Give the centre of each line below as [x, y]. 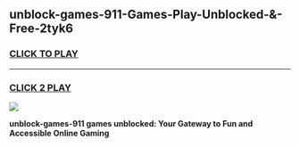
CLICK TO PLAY [44, 54]
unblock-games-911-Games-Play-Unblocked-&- [146, 15]
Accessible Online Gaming [59, 133]
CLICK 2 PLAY [40, 87]
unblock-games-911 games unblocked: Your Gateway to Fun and [131, 123]
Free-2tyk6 [42, 29]
